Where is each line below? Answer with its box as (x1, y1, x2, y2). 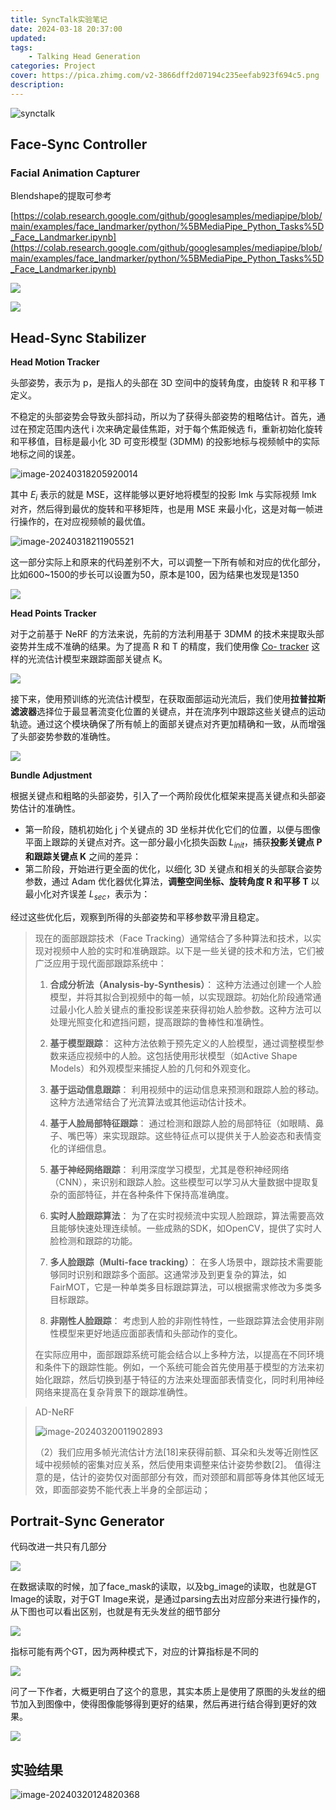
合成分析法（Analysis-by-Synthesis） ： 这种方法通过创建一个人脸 (49, 978, 322, 990)
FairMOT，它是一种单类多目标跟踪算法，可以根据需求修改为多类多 (49, 1281, 323, 1293)
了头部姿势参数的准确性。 (10, 731, 116, 743)
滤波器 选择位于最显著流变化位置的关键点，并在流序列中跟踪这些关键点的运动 (10, 706, 326, 718)
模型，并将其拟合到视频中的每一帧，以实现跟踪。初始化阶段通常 (49, 991, 313, 1003)
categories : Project (10, 61, 97, 71)
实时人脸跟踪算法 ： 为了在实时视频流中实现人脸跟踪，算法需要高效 (49, 1209, 325, 1221)
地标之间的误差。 (10, 448, 81, 460)
